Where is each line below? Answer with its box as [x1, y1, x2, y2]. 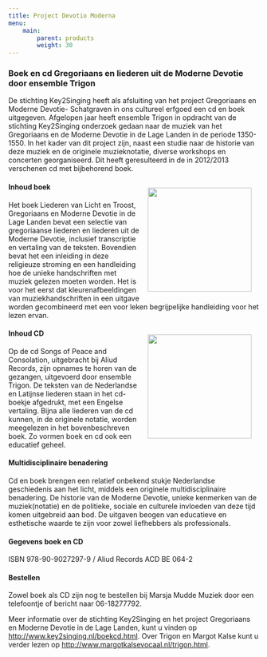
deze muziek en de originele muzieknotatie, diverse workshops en [8, 147, 226, 157]
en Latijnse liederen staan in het [8, 388, 113, 398]
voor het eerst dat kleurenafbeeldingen [8, 285, 137, 294]
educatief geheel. [8, 440, 66, 449]
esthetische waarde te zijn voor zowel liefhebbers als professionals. [8, 519, 231, 528]
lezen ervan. [8, 310, 49, 320]
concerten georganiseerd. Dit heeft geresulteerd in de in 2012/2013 [8, 155, 230, 165]
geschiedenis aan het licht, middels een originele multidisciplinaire [8, 484, 226, 494]
